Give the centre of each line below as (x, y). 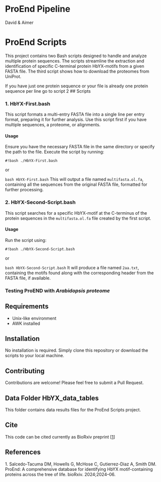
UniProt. (13, 76)
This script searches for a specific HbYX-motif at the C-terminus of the (76, 213)
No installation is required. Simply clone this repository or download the (77, 350)
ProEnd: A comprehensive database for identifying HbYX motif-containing (79, 469)
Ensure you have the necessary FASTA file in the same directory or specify (80, 147)
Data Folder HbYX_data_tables (52, 398)
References (23, 452)
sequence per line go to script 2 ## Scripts (48, 91)
